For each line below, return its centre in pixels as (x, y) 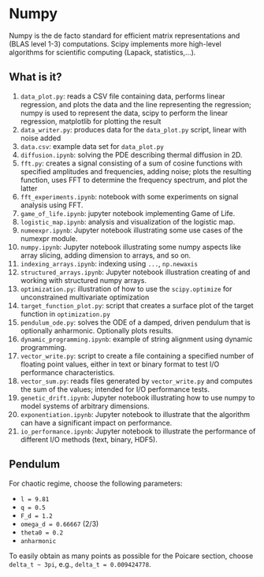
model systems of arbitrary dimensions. (85, 406)
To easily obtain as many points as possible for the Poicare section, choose (131, 556)
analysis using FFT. (52, 205)
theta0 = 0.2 (42, 533)
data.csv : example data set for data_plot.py (92, 146)
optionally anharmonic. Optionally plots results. (97, 330)
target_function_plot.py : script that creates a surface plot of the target (137, 305)
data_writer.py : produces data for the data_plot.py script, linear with (133, 129)
